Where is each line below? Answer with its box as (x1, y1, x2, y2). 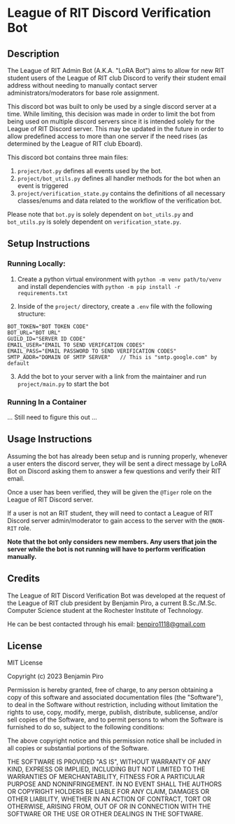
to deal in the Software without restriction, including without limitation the (7, 701, 218, 709)
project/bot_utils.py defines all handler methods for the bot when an (17, 174, 220, 182)
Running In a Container (7, 397, 87, 407)
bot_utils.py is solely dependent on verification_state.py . (7, 217, 182, 226)
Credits (7, 573, 41, 585)
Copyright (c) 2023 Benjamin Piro (7, 672, 104, 681)
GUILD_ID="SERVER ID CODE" (7, 335, 86, 342)
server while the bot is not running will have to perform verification (7, 545, 206, 553)
